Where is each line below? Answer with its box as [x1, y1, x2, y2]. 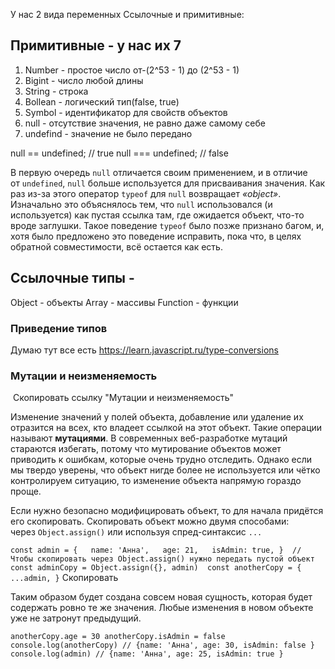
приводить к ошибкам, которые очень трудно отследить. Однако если [10, 454, 313, 466]
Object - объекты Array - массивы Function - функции [10, 296, 239, 308]
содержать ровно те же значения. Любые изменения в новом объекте [10, 602, 314, 614]
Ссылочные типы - [10, 270, 135, 287]
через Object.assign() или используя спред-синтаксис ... [10, 526, 263, 538]
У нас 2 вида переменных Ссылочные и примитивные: [10, 9, 245, 20]
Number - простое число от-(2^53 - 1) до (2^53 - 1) [24, 64, 240, 76]
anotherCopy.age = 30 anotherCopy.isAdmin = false [10, 632, 226, 642]
